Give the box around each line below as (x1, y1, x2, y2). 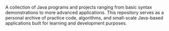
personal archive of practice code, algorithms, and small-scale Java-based (5, 15, 163, 20)
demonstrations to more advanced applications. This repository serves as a (5, 9, 164, 15)
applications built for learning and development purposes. (5, 20, 127, 26)
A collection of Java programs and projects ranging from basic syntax (5, 4, 152, 10)
